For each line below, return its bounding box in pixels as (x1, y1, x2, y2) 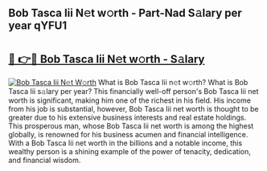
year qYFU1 (8, 19, 68, 33)
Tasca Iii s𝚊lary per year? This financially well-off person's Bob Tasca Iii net (8, 87, 259, 96)
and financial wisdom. (8, 156, 81, 165)
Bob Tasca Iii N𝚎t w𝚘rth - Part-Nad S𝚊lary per (8, 6, 243, 20)
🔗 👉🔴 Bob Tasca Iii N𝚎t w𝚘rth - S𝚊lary (8, 52, 205, 66)
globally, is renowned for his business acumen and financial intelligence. (8, 130, 249, 139)
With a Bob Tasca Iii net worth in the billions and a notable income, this (8, 138, 243, 148)
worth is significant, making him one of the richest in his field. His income (8, 96, 252, 105)
